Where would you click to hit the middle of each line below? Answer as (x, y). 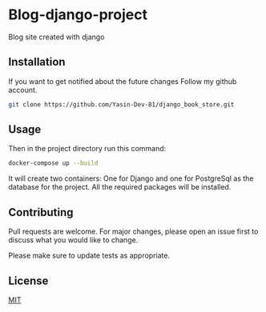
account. (23, 90)
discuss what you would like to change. (73, 240)
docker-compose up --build (53, 163)
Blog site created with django (56, 37)
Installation (37, 62)
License (28, 280)
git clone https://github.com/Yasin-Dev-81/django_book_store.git (121, 104)
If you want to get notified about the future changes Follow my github (123, 81)
